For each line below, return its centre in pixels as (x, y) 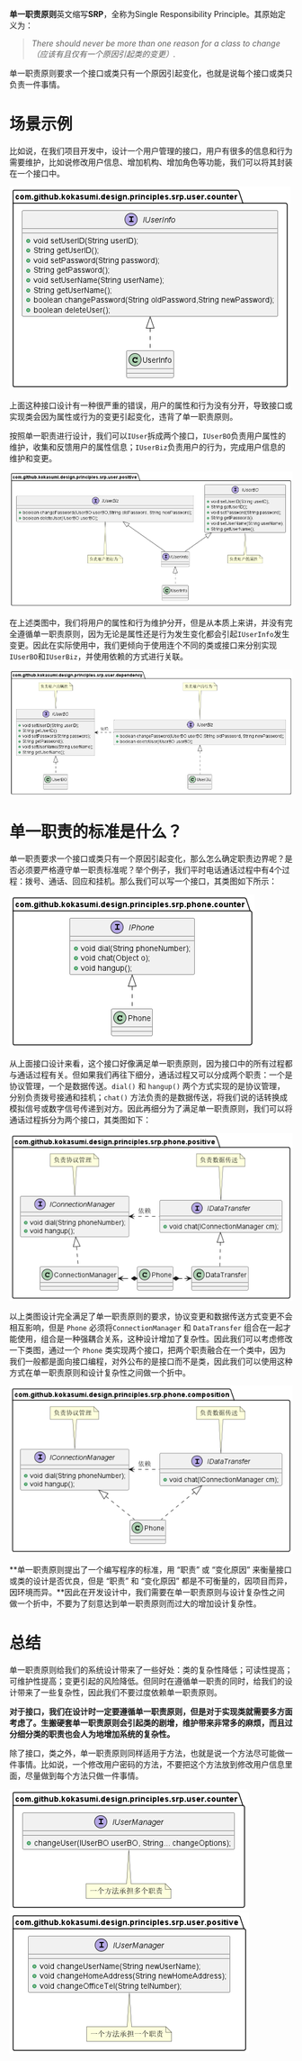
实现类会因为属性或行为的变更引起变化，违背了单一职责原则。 (124, 416)
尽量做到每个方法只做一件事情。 (84, 1775)
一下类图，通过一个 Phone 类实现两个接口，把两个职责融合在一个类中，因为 (147, 1350)
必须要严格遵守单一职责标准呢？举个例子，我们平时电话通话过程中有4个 (150, 869)
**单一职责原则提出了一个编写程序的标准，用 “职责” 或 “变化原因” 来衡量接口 (151, 1569)
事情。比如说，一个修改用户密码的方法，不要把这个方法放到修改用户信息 (151, 1764)
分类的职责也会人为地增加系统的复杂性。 (100, 1734)
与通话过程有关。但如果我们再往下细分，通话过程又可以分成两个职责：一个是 (151, 1075)
